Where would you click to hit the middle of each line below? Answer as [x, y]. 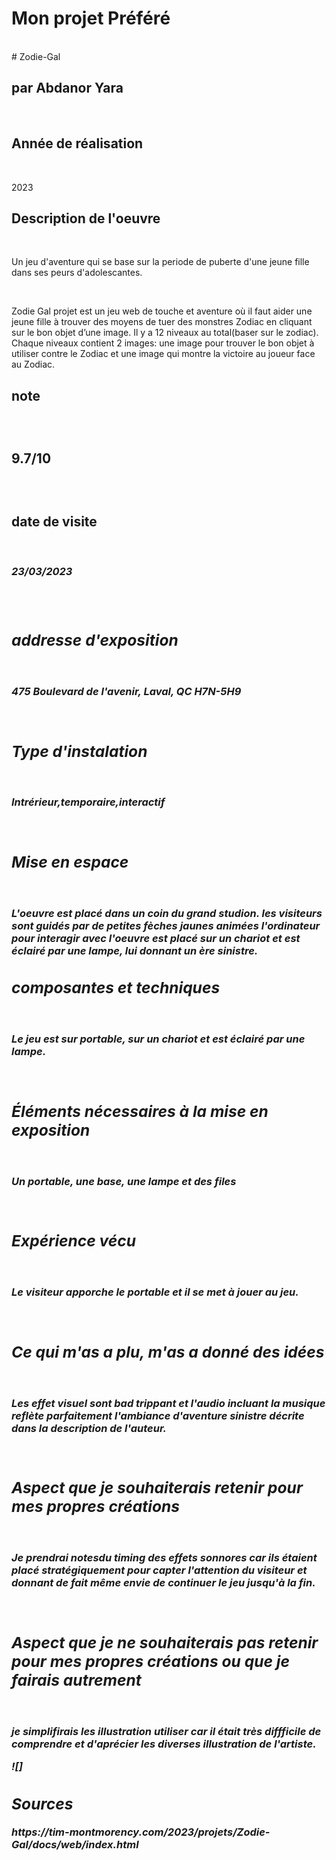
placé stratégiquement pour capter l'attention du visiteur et [159, 1570]
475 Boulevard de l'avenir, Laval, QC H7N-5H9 [126, 691]
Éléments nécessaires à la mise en [140, 1111]
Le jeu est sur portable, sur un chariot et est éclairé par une [158, 1039]
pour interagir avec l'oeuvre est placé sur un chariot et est [156, 938]
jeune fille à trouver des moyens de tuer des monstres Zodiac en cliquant [162, 322]
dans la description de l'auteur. [89, 1428]
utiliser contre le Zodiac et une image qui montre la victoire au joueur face [163, 354]
